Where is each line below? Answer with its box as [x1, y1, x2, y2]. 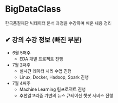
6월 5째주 [12, 50, 31, 56]
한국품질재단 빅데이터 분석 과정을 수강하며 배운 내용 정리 [5, 20, 112, 26]
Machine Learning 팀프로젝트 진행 [19, 86, 86, 92]
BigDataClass [5, 3, 61, 15]
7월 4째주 [12, 80, 31, 86]
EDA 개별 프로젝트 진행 [19, 56, 63, 62]
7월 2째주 [12, 62, 31, 68]
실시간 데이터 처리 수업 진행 [19, 68, 72, 74]
